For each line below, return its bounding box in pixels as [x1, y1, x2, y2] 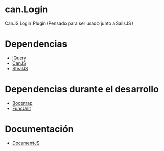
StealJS [12, 65, 28, 71]
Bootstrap [12, 100, 33, 106]
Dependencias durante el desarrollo [5, 84, 159, 95]
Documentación [5, 123, 74, 135]
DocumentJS [12, 140, 40, 146]
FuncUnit [12, 105, 31, 111]
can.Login [5, 4, 48, 15]
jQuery [12, 55, 26, 61]
